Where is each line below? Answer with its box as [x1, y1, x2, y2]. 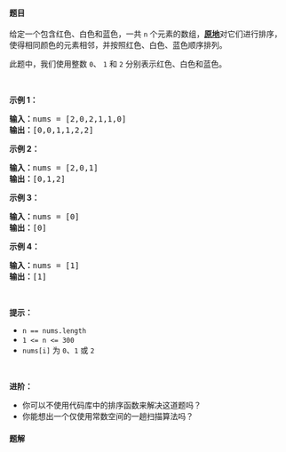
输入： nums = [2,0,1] [9, 163, 99, 173]
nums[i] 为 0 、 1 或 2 [21, 345, 95, 356]
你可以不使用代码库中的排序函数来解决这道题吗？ [21, 400, 202, 411]
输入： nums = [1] [9, 261, 80, 271]
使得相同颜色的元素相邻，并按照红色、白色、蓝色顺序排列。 [9, 40, 227, 51]
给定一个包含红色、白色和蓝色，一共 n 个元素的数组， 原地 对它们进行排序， [9, 28, 282, 39]
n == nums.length [21, 327, 87, 336]
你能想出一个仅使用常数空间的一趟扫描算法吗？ [21, 411, 194, 422]
